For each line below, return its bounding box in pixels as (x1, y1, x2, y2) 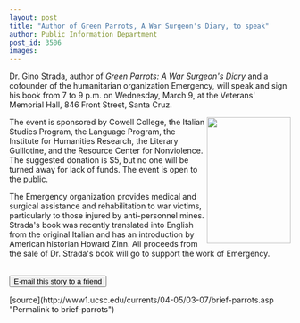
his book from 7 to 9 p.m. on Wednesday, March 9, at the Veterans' (9, 90, 256, 101)
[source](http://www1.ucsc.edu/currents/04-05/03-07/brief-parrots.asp (9, 294, 274, 305)
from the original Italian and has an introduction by (9, 229, 195, 240)
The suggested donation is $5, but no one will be (9, 155, 189, 166)
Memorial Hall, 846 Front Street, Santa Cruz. (9, 99, 172, 110)
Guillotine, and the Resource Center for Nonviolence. (9, 145, 204, 157)
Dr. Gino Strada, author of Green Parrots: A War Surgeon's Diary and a (9, 71, 269, 81)
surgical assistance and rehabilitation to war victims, (9, 200, 203, 211)
